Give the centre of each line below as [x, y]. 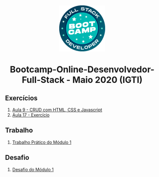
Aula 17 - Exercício [31, 115]
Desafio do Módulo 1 [33, 169]
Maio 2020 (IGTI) [108, 80]
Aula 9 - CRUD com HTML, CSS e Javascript [57, 110]
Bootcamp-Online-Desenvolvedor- [82, 70]
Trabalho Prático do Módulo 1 [42, 142]
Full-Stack [43, 80]
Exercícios [21, 98]
